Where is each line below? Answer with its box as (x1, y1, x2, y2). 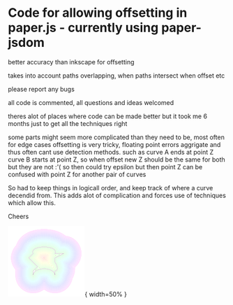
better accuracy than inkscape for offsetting (8, 57, 135, 66)
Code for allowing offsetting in (8, 5, 188, 21)
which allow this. (8, 198, 57, 207)
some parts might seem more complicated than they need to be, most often (8, 133, 225, 141)
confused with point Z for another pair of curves (8, 170, 146, 178)
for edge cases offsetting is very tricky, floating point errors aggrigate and (8, 140, 221, 148)
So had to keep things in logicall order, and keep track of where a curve (8, 183, 213, 192)
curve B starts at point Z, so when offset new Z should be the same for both (8, 155, 225, 164)
